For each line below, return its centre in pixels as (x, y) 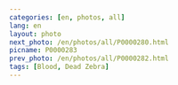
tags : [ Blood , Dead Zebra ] (59, 67)
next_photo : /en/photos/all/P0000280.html (89, 42)
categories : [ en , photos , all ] (67, 17)
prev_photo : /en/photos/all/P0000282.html (89, 58)
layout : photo (36, 34)
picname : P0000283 (43, 50)
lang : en (25, 26)
